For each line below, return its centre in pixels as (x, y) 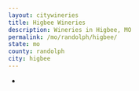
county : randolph (37, 51)
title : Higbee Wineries (47, 23)
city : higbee (29, 59)
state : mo (24, 44)
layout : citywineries (44, 15)
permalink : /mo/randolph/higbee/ (63, 37)
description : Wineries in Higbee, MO (70, 30)
